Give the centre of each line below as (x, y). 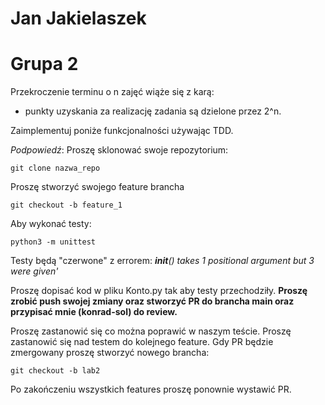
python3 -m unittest (53, 242)
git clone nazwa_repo (55, 168)
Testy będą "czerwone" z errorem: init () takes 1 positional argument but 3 (162, 261)
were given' (34, 271)
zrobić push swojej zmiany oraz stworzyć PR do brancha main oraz (152, 301)
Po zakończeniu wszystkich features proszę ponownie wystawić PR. (151, 389)
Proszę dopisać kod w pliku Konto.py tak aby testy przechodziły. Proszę (159, 291)
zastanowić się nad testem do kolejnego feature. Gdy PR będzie (142, 342)
